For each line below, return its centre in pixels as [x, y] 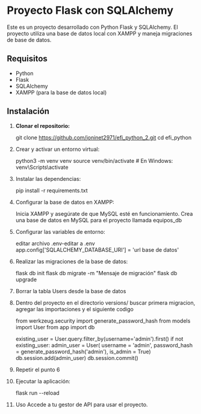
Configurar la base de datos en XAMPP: [65, 202]
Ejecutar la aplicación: [43, 381]
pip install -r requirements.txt [51, 190]
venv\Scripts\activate [42, 167]
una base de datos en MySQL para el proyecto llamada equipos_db [99, 220]
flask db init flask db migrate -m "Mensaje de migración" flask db [96, 273]
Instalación [28, 111]
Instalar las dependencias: [48, 178]
